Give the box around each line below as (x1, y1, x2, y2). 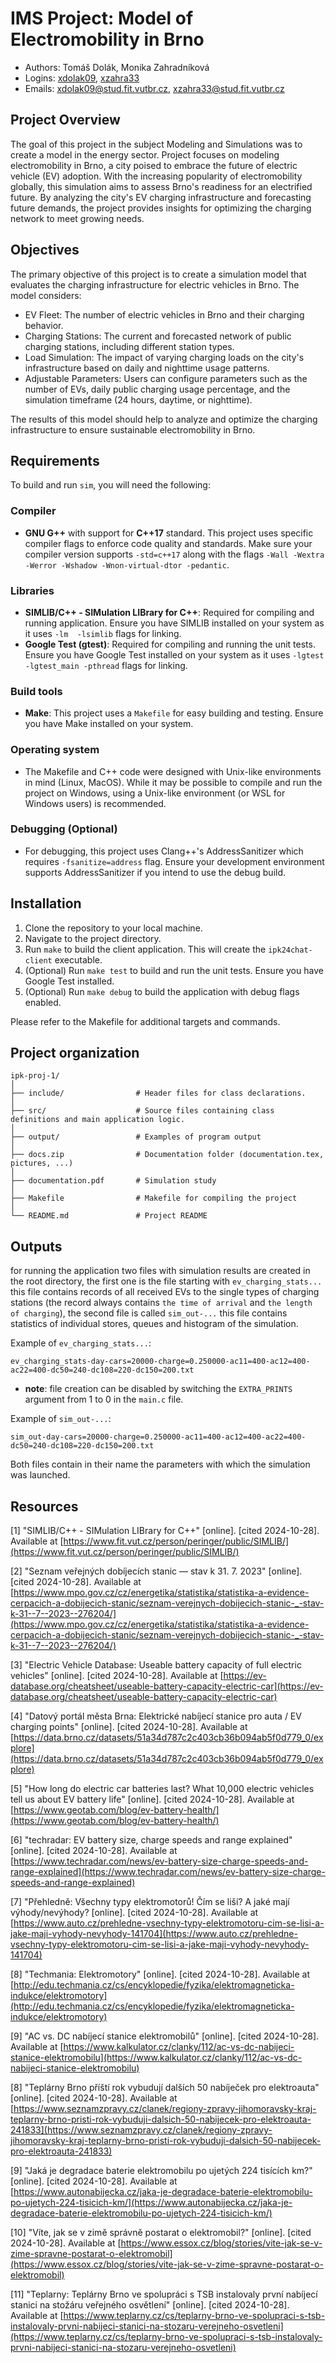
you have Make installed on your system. (24, 718, 194, 730)
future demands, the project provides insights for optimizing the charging (10, 202, 312, 214)
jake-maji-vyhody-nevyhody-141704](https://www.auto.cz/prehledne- (10, 1928, 298, 1940)
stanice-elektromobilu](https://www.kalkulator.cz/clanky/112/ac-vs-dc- (10, 2052, 303, 2064)
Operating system (10, 743, 100, 757)
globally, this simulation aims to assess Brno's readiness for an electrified (10, 180, 313, 192)
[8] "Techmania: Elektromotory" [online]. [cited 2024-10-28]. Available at (10, 1968, 310, 1981)
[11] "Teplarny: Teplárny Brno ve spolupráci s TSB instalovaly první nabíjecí (10, 2288, 318, 2301)
